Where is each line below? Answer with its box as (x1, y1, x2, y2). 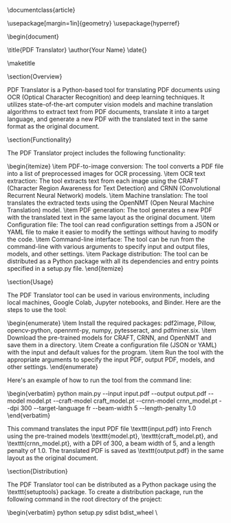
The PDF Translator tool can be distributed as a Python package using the (7, 480, 217, 489)
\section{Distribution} (7, 467, 68, 475)
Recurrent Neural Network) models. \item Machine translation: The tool (7, 192, 208, 199)
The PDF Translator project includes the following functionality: (7, 149, 186, 157)
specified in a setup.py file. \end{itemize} (7, 265, 124, 272)
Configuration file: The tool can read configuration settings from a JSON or (7, 221, 219, 229)
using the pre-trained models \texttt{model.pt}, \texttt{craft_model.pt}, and (7, 432, 219, 440)
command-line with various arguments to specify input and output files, (7, 243, 210, 250)
